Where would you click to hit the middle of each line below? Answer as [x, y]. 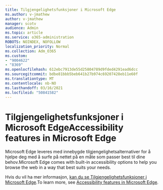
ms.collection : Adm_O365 [31, 51]
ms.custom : [16, 56]
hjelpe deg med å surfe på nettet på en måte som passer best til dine [75, 157]
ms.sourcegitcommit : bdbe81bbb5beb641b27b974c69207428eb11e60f [72, 74]
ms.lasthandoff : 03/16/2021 [34, 88]
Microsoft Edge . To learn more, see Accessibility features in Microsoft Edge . [82, 182]
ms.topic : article [24, 33]
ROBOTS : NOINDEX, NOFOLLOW [33, 42]
